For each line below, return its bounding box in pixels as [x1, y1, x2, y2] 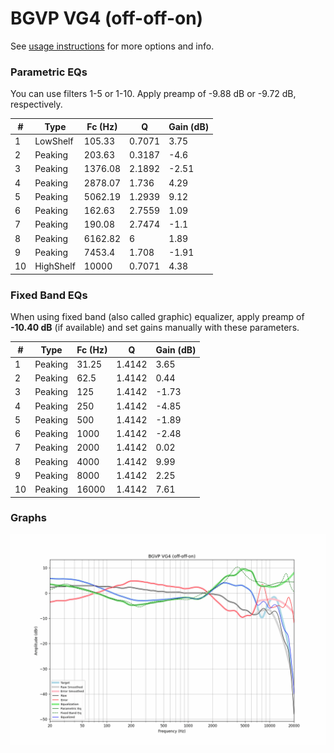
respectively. [10, 98, 63, 111]
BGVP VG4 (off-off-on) [10, 7, 204, 30]
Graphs [10, 511, 47, 525]
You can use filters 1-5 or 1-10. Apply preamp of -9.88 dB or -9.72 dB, [10, 88, 297, 100]
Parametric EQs [10, 65, 88, 79]
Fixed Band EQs [10, 288, 88, 302]
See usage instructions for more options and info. [10, 40, 215, 52]
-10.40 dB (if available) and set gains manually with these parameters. [10, 322, 300, 334]
